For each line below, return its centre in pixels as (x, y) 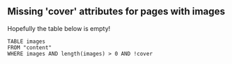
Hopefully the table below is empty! (59, 28)
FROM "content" (30, 47)
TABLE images (26, 41)
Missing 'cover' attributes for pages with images (116, 12)
